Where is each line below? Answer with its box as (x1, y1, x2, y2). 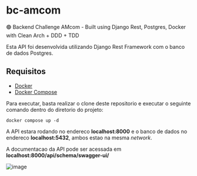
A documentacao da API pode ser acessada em (6, 145, 122, 152)
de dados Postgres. (6, 49, 54, 57)
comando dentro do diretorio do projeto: (6, 106, 104, 113)
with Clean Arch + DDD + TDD (6, 32, 79, 39)
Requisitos (6, 67, 46, 77)
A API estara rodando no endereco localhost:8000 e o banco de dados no (6, 128, 188, 135)
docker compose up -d (6, 117, 59, 124)
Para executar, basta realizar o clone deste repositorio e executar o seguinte (6, 99, 191, 107)
